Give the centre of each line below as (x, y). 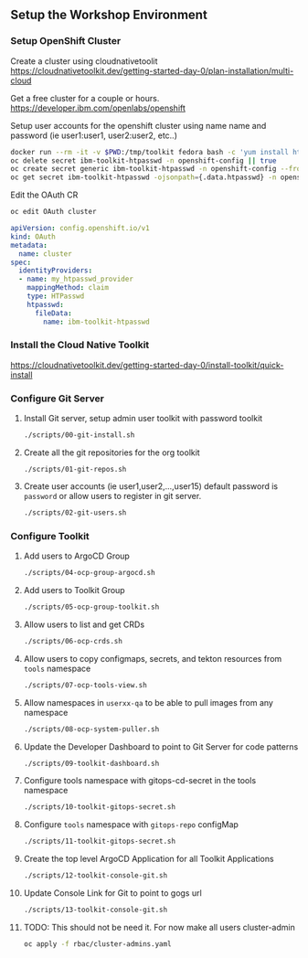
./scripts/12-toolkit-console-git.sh (96, 876)
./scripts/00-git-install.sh (79, 435)
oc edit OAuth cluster (53, 212)
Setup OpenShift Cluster (66, 41)
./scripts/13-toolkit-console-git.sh (96, 910)
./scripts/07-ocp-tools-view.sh (85, 685)
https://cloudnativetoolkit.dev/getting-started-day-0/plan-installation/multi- (152, 70)
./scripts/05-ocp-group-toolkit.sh (91, 607)
